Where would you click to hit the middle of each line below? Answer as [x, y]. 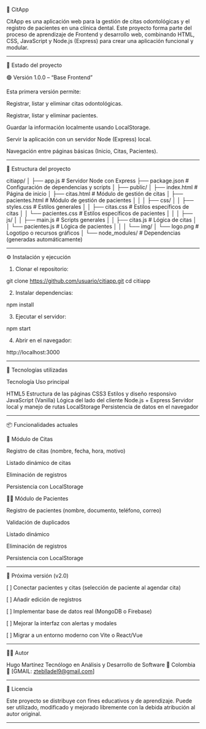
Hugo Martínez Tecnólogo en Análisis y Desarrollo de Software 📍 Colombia [101, 665]
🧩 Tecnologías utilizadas [37, 370]
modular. [17, 47]
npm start [19, 328]
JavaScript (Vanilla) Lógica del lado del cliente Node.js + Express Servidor [100, 400]
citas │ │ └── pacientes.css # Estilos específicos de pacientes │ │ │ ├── [100, 213]
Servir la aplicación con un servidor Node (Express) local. [79, 139]
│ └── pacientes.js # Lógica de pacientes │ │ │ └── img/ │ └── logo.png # [103, 226]
